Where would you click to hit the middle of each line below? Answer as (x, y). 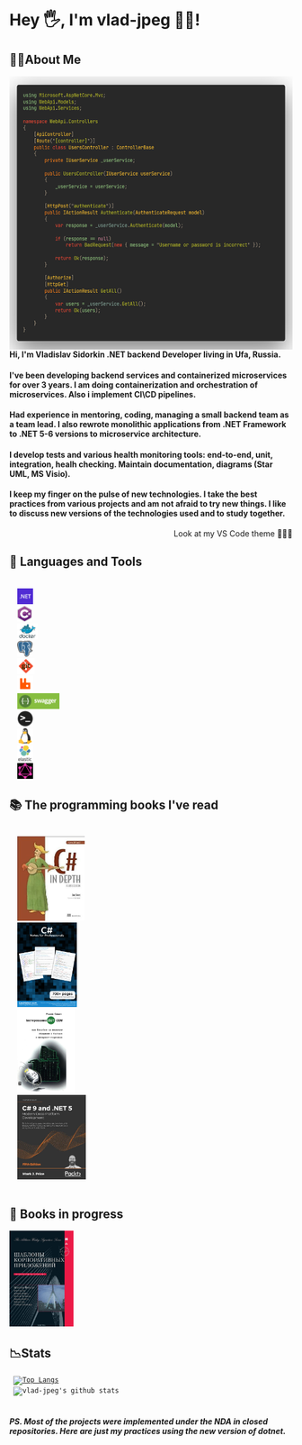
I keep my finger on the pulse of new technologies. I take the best (133, 494)
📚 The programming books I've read (114, 805)
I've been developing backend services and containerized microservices (148, 375)
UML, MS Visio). (40, 473)
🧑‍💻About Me (45, 59)
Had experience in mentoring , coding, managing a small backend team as (149, 415)
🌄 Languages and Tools (76, 562)
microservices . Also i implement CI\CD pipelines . (102, 394)
